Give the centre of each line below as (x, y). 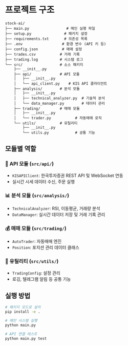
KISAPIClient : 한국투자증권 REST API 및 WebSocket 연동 (68, 175)
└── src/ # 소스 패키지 (44, 65)
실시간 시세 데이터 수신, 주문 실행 (43, 181)
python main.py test (26, 338)
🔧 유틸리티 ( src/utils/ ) (32, 261)
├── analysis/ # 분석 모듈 (47, 89)
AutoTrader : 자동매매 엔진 (37, 241)
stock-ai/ (15, 23)
